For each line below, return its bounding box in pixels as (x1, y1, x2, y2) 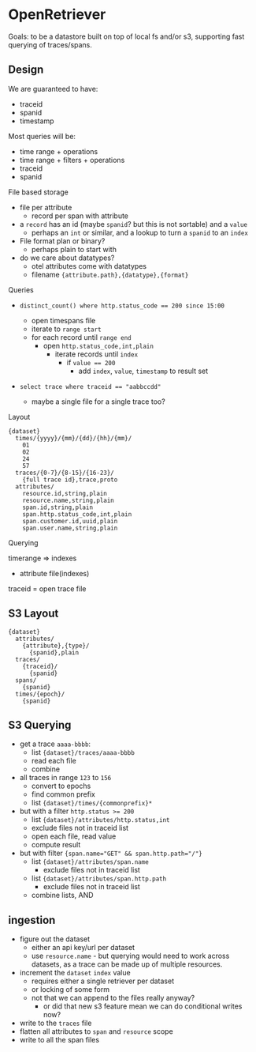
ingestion (8, 913, 56, 926)
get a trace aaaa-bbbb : (19, 739, 91, 748)
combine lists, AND (31, 891, 94, 900)
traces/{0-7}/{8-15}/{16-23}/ (15, 469, 114, 477)
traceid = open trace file (8, 583, 87, 594)
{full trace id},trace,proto (22, 476, 118, 484)
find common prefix (31, 790, 96, 799)
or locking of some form (31, 985, 110, 994)
